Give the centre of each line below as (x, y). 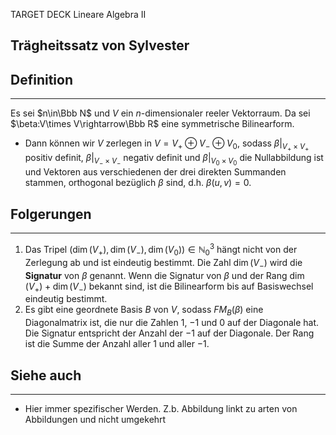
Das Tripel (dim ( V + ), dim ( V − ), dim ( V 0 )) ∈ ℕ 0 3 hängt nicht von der (161, 250)
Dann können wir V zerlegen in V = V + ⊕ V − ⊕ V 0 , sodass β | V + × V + (167, 145)
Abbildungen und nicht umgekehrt (95, 419)
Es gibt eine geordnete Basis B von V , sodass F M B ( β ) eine (144, 311)
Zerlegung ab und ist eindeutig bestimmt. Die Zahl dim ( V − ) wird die (163, 263)
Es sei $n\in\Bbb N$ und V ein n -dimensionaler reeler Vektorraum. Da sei (160, 113)
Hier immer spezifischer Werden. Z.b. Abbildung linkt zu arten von (161, 408)
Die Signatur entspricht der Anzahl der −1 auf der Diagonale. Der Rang (169, 333)
